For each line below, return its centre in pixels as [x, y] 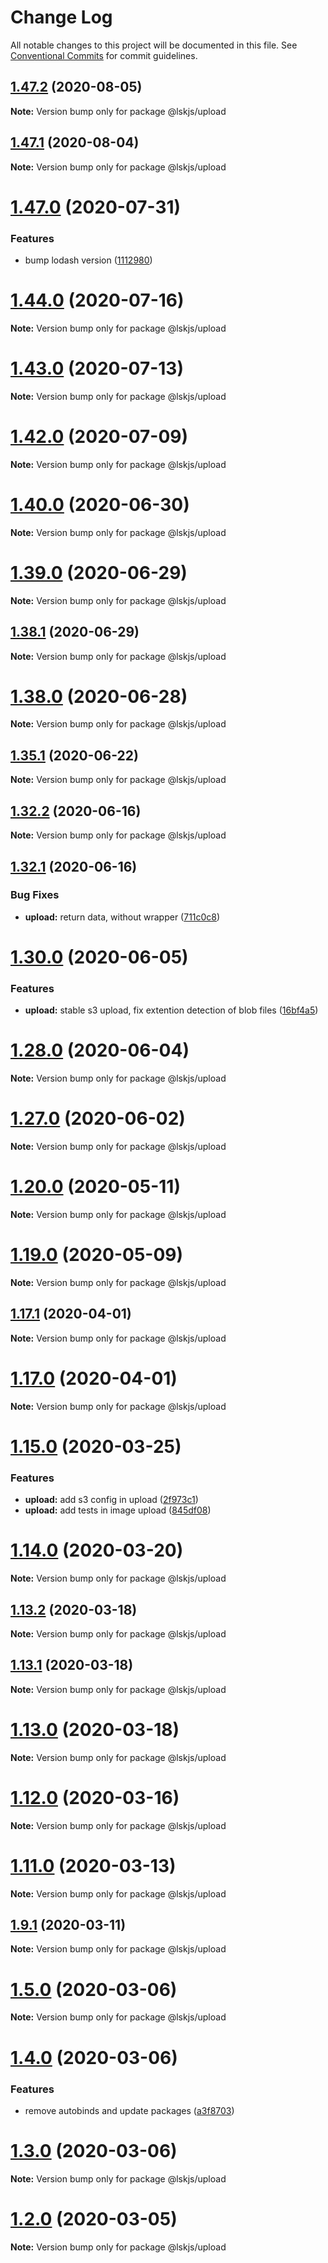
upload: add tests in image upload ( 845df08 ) [118, 1510]
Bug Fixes [35, 895]
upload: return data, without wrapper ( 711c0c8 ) [122, 917]
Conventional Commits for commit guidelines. [104, 55]
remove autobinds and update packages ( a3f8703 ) [129, 2110]
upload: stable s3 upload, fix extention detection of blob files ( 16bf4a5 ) [171, 1010]
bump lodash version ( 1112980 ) [88, 260]
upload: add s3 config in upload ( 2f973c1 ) [111, 1500]
